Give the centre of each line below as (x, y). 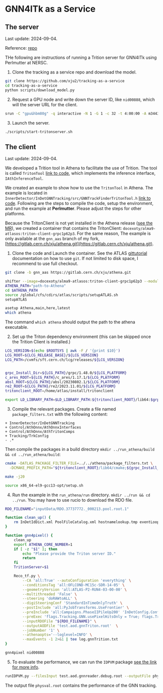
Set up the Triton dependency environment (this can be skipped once (81, 337)
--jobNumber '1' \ (41, 630)
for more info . (26, 667)
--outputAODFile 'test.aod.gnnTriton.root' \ (70, 626)
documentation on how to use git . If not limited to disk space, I (75, 259)
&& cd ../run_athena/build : (33, 454)
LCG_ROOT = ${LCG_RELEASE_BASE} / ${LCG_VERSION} (52, 356)
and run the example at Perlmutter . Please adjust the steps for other (73, 208)
